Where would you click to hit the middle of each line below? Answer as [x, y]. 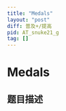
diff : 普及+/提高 [30, 26]
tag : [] [18, 39]
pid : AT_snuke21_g [33, 32]
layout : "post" [29, 20]
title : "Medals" [30, 13]
